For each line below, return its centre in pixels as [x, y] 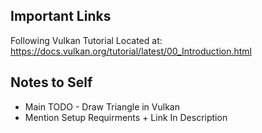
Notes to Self [51, 82]
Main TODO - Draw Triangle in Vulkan [102, 106]
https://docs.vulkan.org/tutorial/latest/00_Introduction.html [131, 51]
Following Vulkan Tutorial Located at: [86, 40]
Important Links [61, 16]
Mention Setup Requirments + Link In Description [126, 117]
